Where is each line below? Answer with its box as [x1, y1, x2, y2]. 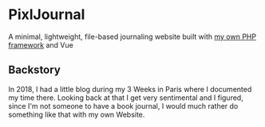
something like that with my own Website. [8, 110, 145, 119]
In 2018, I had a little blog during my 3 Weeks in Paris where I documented [8, 84, 252, 94]
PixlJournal [8, 6, 85, 24]
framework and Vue [8, 40, 73, 49]
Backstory [8, 63, 61, 77]
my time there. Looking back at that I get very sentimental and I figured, [8, 93, 243, 102]
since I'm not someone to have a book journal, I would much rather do [8, 101, 239, 110]
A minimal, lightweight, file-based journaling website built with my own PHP [8, 32, 257, 41]
